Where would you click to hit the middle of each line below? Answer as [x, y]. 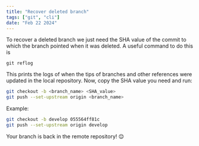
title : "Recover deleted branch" [48, 12]
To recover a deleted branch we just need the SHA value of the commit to [96, 40]
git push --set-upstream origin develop [57, 125]
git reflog [20, 63]
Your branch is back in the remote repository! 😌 [65, 136]
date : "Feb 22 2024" [32, 23]
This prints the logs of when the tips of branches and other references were [99, 74]
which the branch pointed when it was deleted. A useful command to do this [100, 46]
